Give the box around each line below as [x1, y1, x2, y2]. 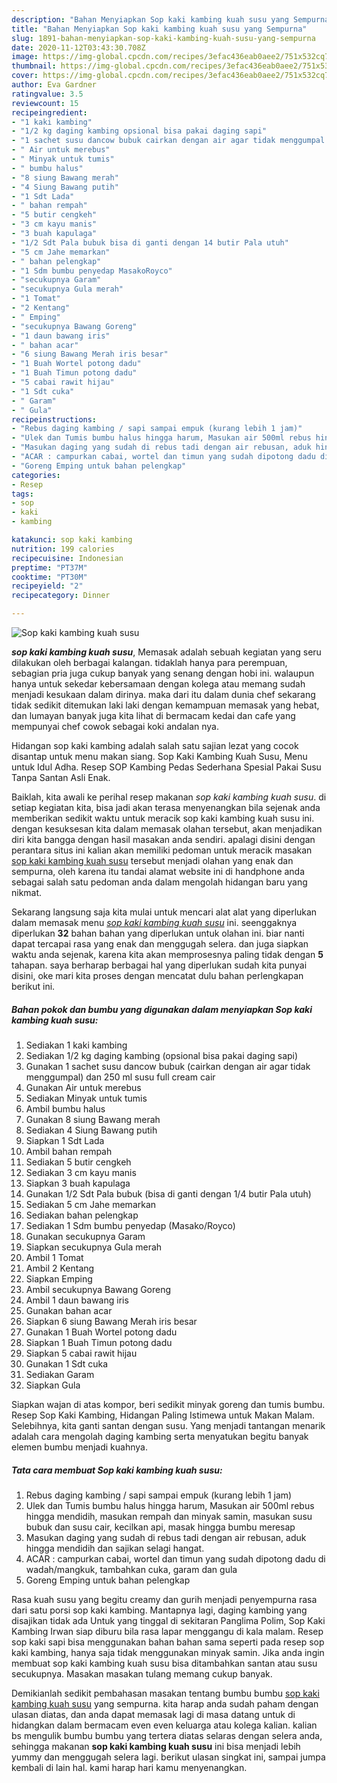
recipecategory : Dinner [11, 591, 111, 601]
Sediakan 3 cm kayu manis [25, 1166, 137, 1178]
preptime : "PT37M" [11, 562, 88, 573]
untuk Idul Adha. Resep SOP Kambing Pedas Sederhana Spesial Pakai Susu [11, 761, 322, 773]
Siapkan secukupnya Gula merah [25, 1241, 163, 1253]
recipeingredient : [11, 107, 88, 118]
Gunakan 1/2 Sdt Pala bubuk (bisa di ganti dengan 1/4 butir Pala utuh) [25, 1187, 312, 1200]
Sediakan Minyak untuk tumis [25, 1092, 148, 1104]
